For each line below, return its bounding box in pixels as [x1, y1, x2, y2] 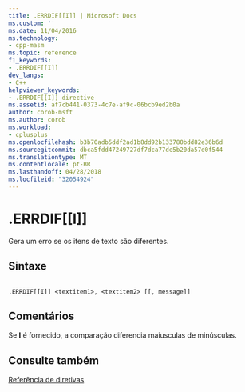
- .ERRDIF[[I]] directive [8, 94, 94, 102]
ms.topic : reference [8, 49, 77, 57]
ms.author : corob [8, 116, 66, 124]
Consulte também [8, 354, 100, 367]
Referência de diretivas [8, 375, 85, 385]
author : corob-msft [8, 109, 73, 117]
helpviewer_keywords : [8, 86, 81, 94]
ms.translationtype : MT [8, 153, 88, 161]
